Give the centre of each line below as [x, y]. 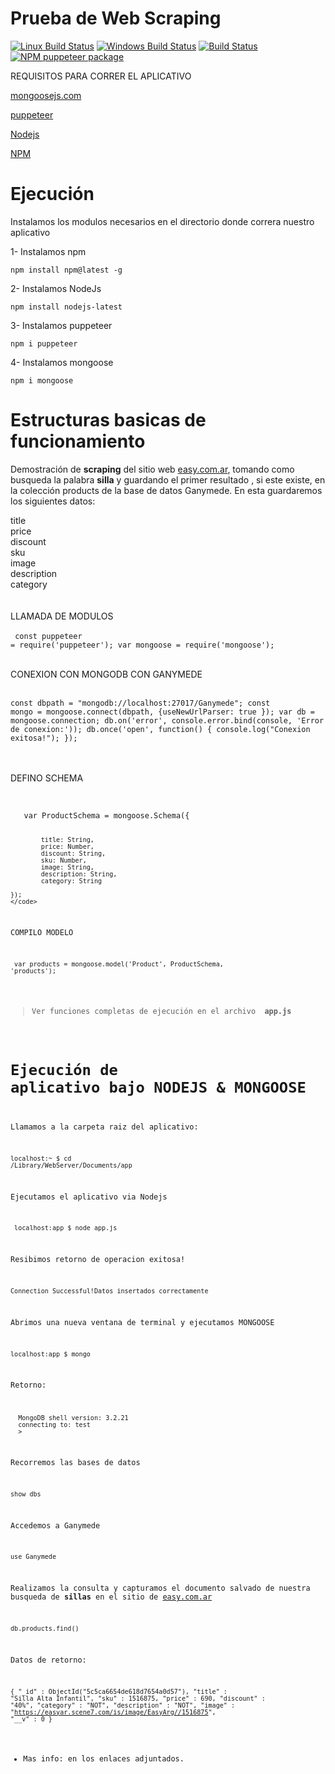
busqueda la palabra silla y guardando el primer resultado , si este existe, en [168, 479]
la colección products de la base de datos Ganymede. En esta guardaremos [166, 490]
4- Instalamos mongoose [62, 362]
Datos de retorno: [48, 1660]
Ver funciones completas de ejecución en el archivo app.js [161, 1012]
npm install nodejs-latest [66, 307]
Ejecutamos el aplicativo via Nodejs [89, 1197]
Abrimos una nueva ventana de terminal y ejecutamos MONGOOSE [142, 1322]
